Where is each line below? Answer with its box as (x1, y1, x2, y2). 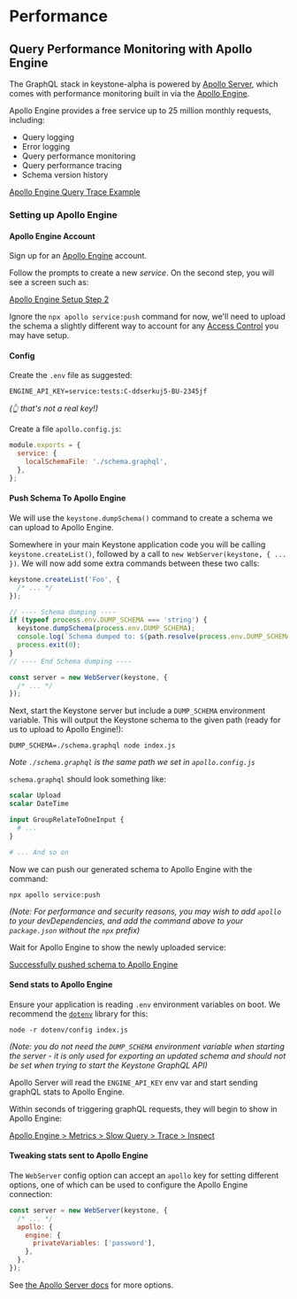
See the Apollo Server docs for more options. (9, 1280, 174, 1290)
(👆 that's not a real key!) (9, 403, 99, 414)
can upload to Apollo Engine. (9, 522, 114, 532)
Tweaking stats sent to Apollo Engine (9, 1150, 148, 1161)
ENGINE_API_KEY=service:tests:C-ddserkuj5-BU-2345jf (9, 387, 208, 396)
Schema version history (21, 170, 109, 180)
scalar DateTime (9, 800, 69, 808)
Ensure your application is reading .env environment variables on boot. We (9, 999, 281, 1009)
